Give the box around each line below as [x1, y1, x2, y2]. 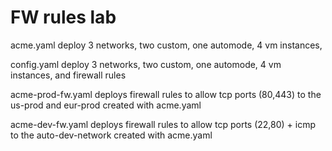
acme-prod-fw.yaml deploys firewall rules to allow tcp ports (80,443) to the [10, 88, 322, 100]
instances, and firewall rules [10, 69, 127, 81]
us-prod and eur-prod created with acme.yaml [10, 99, 202, 111]
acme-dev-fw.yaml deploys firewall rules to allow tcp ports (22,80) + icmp [10, 118, 317, 130]
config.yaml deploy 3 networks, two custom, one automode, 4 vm [10, 58, 282, 70]
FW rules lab [10, 6, 117, 29]
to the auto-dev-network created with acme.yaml [10, 129, 213, 141]
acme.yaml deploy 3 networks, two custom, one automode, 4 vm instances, [10, 39, 323, 51]
